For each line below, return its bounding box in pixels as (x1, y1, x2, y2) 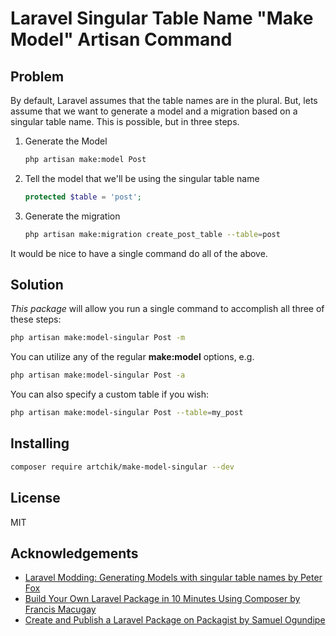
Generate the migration (24, 210, 121, 222)
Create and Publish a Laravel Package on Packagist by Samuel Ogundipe (24, 614, 326, 626)
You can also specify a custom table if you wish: (10, 388, 210, 401)
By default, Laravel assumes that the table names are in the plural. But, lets (10, 95, 318, 106)
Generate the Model (24, 135, 108, 147)
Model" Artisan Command (10, 28, 233, 51)
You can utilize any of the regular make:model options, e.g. (10, 351, 255, 363)
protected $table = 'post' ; (24, 192, 142, 202)
